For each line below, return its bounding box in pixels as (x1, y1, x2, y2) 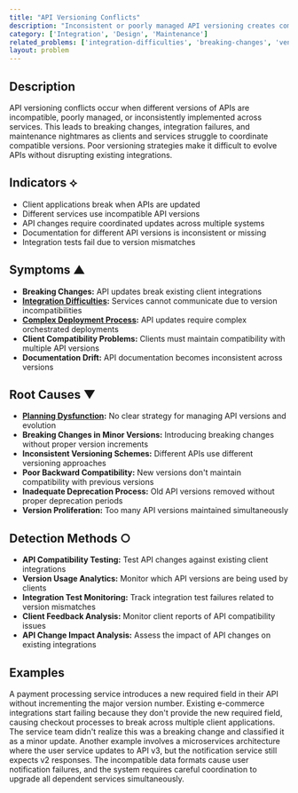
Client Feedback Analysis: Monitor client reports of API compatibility (21, 611, 276, 622)
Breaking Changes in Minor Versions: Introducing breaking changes (21, 430, 275, 440)
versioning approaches (21, 458, 106, 469)
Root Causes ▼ (9, 387, 96, 402)
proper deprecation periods (21, 496, 123, 506)
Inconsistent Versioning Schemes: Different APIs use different (21, 448, 254, 459)
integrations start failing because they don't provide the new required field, (9, 708, 283, 718)
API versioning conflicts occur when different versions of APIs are (9, 102, 250, 113)
